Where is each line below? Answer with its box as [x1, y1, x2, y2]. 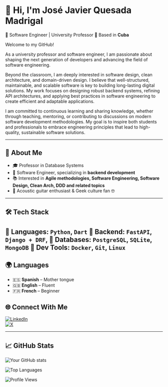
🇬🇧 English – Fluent [12, 282, 55, 288]
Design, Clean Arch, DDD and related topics [12, 182, 105, 188]
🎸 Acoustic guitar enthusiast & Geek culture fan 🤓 [12, 188, 115, 194]
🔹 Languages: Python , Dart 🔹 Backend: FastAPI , [5, 227, 152, 236]
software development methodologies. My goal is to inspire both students [5, 118, 157, 124]
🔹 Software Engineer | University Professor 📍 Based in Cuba [5, 32, 129, 38]
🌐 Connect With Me [5, 303, 68, 311]
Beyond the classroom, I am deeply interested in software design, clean [5, 71, 152, 77]
